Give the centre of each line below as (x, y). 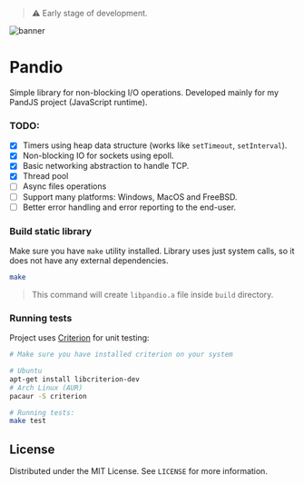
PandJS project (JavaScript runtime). (78, 102)
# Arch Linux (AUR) (46, 388)
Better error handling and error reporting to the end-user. (129, 207)
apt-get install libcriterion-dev (75, 379)
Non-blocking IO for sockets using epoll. (98, 156)
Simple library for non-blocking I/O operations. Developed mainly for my (144, 92)
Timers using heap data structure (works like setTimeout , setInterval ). (155, 145)
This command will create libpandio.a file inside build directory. (152, 294)
